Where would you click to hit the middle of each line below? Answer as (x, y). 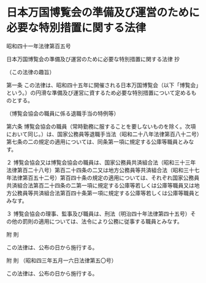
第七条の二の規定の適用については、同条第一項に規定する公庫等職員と (95, 141)
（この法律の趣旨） (31, 72)
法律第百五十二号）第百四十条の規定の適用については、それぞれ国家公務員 (105, 178)
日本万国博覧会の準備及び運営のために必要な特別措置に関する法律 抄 (93, 59)
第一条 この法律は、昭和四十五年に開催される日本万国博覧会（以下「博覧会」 (102, 85)
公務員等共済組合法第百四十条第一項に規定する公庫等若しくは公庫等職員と (105, 193)
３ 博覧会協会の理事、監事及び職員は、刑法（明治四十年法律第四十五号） (98, 213)
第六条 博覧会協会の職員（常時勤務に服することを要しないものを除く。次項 (101, 126)
